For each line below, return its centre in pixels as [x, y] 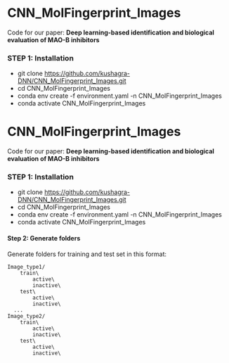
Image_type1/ [26, 267]
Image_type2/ [26, 316]
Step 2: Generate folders [44, 238]
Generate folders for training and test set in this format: [87, 254]
